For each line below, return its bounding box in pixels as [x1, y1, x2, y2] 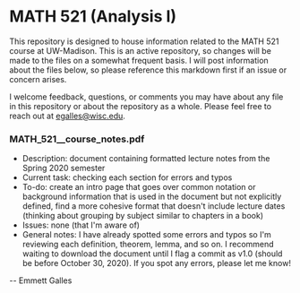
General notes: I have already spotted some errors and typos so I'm [21, 229, 271, 240]
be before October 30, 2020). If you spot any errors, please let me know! [21, 258, 291, 269]
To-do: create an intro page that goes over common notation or [21, 182, 256, 193]
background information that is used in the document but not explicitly [21, 191, 282, 203]
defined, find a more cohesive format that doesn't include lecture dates [21, 201, 286, 211]
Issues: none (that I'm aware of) [21, 220, 141, 230]
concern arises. [9, 73, 67, 84]
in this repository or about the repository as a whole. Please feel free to [9, 100, 271, 111]
